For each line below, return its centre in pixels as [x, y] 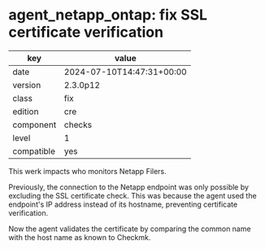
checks [78, 124]
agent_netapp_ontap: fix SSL [108, 15]
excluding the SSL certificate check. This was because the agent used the [133, 195]
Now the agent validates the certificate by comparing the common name [130, 229]
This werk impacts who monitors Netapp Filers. [87, 171]
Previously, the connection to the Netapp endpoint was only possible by [129, 187]
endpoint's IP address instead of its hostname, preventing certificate [123, 204]
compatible [34, 151]
